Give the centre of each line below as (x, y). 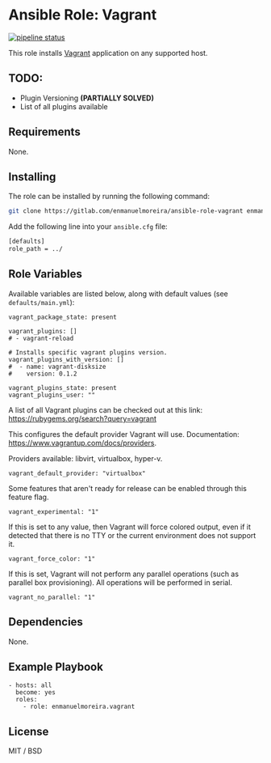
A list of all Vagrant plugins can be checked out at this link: (106, 409)
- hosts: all (30, 685)
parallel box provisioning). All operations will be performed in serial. (120, 582)
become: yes (36, 693)
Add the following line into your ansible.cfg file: (88, 227)
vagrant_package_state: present (63, 317)
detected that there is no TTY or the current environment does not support (132, 535)
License (29, 731)
